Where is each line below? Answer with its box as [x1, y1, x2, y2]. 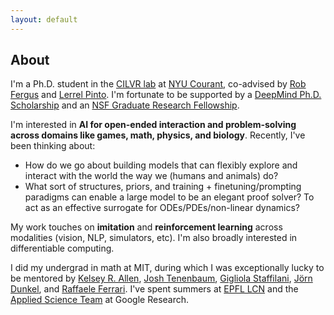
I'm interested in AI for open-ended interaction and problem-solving [10, 119, 297, 131]
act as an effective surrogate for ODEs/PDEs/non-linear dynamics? [24, 202, 300, 214]
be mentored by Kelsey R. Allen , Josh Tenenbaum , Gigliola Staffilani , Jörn [10, 272, 313, 285]
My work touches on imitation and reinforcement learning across [10, 221, 283, 233]
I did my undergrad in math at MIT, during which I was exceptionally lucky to [10, 262, 325, 274]
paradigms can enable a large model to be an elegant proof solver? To [24, 191, 315, 203]
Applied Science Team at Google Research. [10, 294, 190, 306]
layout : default [10, 14, 78, 25]
